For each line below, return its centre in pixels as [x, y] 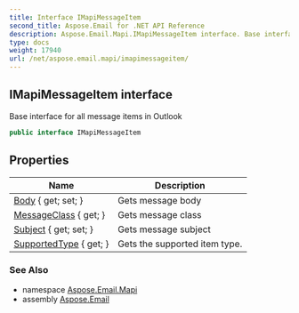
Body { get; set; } [48, 200]
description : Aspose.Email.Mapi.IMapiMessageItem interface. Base [135, 34]
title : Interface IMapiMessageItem [75, 17]
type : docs [29, 42]
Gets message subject [164, 229]
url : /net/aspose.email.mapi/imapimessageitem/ [99, 59]
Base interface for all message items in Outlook [96, 116]
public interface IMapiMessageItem [75, 132]
